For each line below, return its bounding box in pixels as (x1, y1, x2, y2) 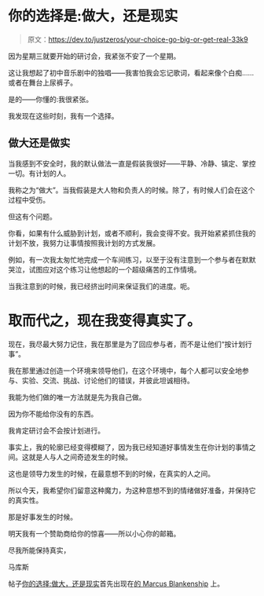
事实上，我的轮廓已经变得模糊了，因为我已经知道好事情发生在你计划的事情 (8, 442, 249, 452)
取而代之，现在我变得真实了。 (8, 312, 202, 330)
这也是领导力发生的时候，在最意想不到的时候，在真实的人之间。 (8, 469, 214, 478)
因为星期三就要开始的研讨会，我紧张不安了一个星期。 (8, 51, 181, 60)
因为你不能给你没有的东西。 (8, 409, 98, 419)
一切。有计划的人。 (8, 168, 71, 177)
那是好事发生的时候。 (8, 512, 77, 521)
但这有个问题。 (8, 211, 57, 221)
